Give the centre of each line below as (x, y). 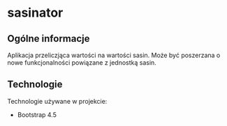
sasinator (35, 13)
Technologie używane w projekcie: (57, 101)
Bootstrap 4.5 (37, 115)
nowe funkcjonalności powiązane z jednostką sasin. (82, 63)
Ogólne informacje (49, 39)
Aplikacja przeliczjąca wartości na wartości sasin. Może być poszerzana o (114, 55)
